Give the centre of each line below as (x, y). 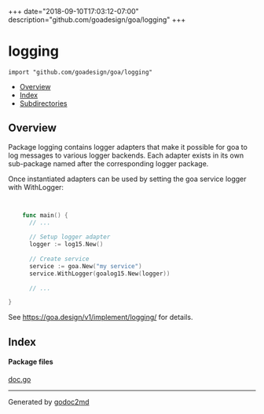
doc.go (20, 379)
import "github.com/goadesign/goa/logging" (81, 72)
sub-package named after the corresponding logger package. (108, 163)
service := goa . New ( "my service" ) (86, 266)
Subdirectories (43, 103)
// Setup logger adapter (70, 237)
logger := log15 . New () (66, 245)
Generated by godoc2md (49, 401)
